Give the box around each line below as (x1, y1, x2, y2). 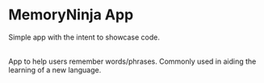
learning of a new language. (8, 64, 102, 74)
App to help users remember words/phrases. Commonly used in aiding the (8, 56, 257, 66)
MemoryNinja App (8, 6, 134, 24)
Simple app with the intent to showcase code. (8, 32, 160, 42)
